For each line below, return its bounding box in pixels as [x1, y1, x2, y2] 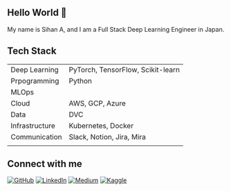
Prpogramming [10, 76, 59, 86]
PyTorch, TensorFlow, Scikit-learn [68, 65, 180, 74]
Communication [10, 132, 62, 141]
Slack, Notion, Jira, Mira [68, 132, 147, 141]
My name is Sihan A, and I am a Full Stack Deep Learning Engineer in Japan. [7, 25, 225, 33]
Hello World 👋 [7, 7, 67, 19]
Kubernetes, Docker [68, 121, 133, 130]
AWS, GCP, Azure [68, 98, 127, 108]
